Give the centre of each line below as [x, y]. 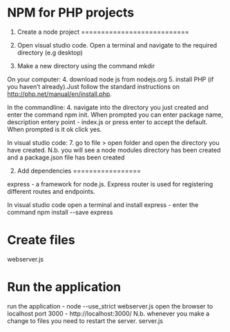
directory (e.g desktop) [50, 52]
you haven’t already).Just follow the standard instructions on [93, 86]
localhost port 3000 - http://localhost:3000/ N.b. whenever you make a [108, 313]
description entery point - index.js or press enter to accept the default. [107, 121]
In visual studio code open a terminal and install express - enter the [103, 204]
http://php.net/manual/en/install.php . [59, 94]
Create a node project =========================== [103, 32]
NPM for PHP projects [71, 13]
